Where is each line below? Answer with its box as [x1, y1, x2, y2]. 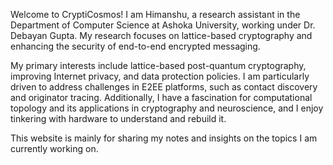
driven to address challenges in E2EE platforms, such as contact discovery [10, 81, 318, 93]
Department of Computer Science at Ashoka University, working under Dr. [10, 19, 316, 31]
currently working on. [10, 143, 99, 154]
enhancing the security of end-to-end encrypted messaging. [10, 40, 261, 52]
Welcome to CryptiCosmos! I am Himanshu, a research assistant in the [10, 9, 301, 20]
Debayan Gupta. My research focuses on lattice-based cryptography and [10, 30, 313, 41]
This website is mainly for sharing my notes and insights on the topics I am [10, 132, 318, 144]
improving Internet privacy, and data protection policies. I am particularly [10, 70, 310, 82]
